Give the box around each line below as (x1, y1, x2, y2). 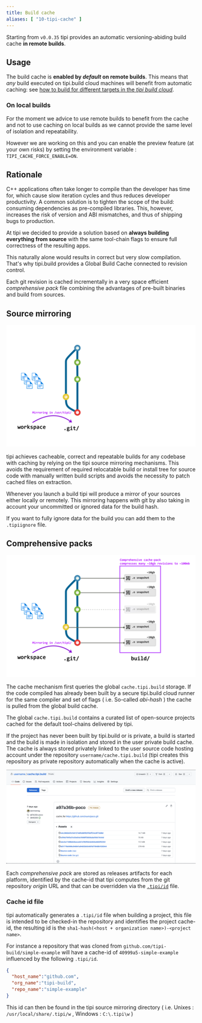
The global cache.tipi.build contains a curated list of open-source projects (6, 714, 195, 721)
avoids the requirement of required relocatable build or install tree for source (6, 466, 196, 473)
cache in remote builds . (6, 40, 66, 47)
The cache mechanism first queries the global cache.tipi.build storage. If (6, 683, 191, 690)
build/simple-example (6, 949, 61, 955)
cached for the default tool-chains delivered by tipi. (6, 720, 133, 728)
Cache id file (6, 898, 44, 906)
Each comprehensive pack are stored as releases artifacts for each (6, 870, 173, 877)
